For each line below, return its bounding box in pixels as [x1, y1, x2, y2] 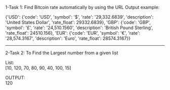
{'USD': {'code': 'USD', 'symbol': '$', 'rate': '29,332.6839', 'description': [5, 14, 154, 20]
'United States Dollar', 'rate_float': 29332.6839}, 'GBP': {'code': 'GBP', [5, 20, 151, 25]
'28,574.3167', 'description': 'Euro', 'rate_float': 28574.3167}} [5, 35, 131, 41]
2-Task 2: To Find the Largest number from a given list [5, 50, 118, 56]
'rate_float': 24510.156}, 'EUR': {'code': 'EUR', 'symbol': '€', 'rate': [5, 30, 141, 36]
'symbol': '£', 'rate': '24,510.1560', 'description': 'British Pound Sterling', [5, 25, 153, 31]
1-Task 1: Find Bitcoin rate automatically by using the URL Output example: [5, 5, 160, 10]
